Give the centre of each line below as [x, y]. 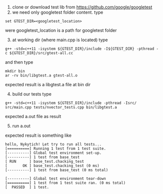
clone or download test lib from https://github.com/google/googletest [82, 7]
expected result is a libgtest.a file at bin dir [48, 85]
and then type [19, 62]
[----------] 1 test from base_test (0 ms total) [57, 170]
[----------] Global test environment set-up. [53, 153]
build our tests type [32, 94]
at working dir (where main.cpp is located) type [60, 40]
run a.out [21, 126]
